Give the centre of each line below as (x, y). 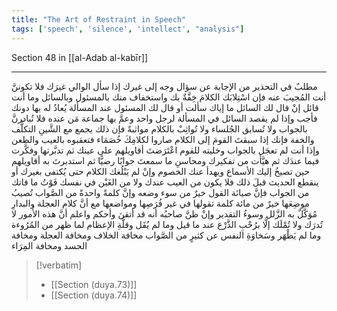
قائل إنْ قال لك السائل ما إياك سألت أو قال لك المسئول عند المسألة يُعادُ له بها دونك (165, 107)
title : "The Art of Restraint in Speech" (99, 19)
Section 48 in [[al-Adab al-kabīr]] (80, 57)
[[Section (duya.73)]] (94, 284)
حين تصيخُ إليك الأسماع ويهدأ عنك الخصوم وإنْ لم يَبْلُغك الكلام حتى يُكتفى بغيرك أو (161, 171)
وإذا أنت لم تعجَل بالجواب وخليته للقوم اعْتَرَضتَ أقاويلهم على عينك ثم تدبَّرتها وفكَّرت (165, 150)
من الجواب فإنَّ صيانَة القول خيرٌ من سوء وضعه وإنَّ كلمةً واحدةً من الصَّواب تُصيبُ (160, 192)
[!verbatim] (59, 265)
